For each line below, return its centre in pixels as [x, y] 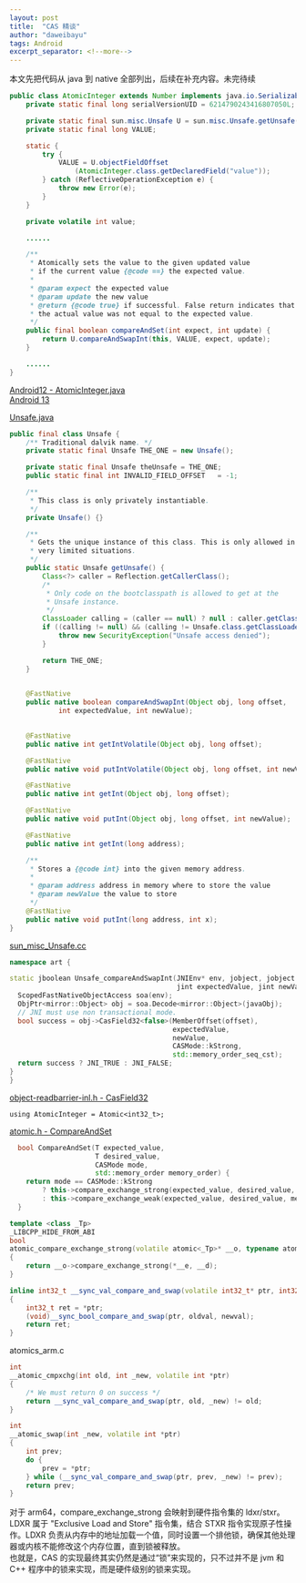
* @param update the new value [89, 297]
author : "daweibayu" [49, 35]
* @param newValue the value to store [103, 894]
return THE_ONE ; [73, 660]
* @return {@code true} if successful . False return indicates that [163, 305]
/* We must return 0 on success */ [93, 1393]
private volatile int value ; [81, 221]
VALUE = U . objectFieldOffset [113, 163]
